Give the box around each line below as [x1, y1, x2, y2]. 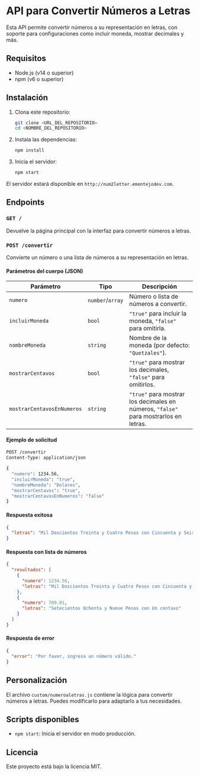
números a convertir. [129, 300, 187, 308]
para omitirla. [129, 324, 166, 333]
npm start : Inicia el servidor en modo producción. [14, 730, 136, 738]
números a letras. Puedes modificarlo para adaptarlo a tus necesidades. [6, 697, 182, 704]
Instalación [6, 93, 49, 103]
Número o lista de [129, 292, 179, 301]
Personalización [6, 675, 68, 685]
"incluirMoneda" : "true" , [11, 476, 76, 482]
